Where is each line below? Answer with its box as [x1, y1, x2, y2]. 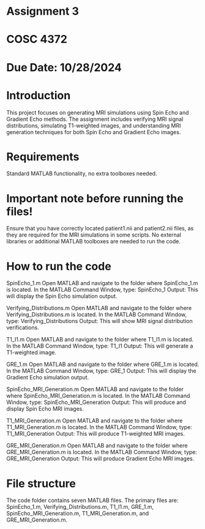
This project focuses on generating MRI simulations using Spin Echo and [6, 108, 189, 116]
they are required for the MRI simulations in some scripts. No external [6, 231, 182, 238]
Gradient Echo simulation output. [6, 374, 89, 381]
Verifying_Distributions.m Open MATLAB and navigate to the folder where [6, 305, 192, 312]
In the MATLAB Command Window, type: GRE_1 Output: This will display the [6, 367, 197, 375]
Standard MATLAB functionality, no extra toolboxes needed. [6, 170, 157, 177]
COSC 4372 [6, 32, 67, 47]
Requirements [6, 150, 80, 164]
